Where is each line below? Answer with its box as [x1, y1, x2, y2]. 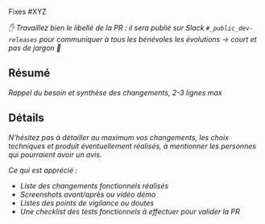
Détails [8, 111, 44, 125]
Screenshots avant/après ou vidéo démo [19, 189, 156, 199]
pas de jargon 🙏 [8, 44, 62, 52]
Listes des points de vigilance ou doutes [19, 197, 155, 208]
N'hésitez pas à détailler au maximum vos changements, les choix [8, 132, 230, 142]
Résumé [8, 66, 51, 80]
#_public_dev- [205, 24, 254, 32]
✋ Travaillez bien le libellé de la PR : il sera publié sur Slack [8, 23, 205, 32]
